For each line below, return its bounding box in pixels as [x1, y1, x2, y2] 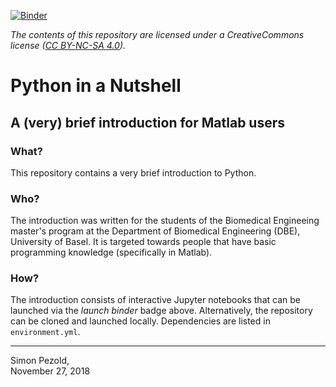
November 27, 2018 [10, 365, 91, 377]
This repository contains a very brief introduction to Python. [10, 166, 257, 179]
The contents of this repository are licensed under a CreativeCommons [10, 29, 305, 40]
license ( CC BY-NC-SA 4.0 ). [10, 40, 127, 51]
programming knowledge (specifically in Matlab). [10, 246, 213, 259]
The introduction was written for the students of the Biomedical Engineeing [10, 215, 320, 227]
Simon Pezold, [10, 355, 70, 367]
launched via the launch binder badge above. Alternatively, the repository [10, 305, 313, 317]
